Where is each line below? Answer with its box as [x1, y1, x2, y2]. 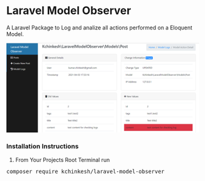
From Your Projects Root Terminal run [15, 156, 110, 163]
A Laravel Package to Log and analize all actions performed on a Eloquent [6, 24, 193, 31]
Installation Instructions [6, 142, 79, 150]
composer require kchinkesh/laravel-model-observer [6, 168, 165, 175]
